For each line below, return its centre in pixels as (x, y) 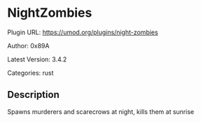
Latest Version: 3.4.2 (37, 59)
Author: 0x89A (28, 45)
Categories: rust (30, 73)
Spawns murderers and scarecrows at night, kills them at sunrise (101, 111)
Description (33, 95)
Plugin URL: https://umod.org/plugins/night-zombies (83, 32)
